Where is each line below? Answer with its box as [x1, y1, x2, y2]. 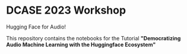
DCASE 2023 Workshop [6, 4, 126, 17]
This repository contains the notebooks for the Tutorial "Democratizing [6, 34, 181, 42]
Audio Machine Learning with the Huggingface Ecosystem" [6, 41, 156, 48]
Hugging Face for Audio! [6, 23, 66, 30]
